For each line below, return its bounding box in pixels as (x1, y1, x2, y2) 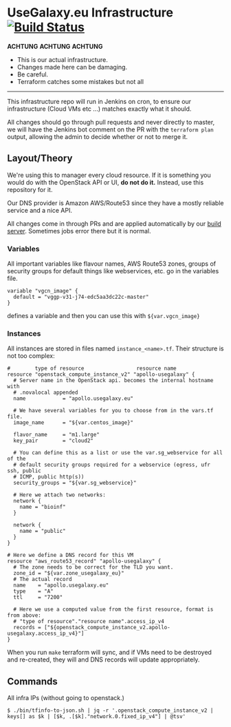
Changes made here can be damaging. (16, 63, 128, 71)
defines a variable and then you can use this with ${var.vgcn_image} (7, 312, 201, 320)
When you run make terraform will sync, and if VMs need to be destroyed (7, 649, 212, 657)
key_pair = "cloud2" (13, 437, 94, 445)
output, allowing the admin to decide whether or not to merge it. (7, 132, 188, 140)
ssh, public (7, 467, 41, 474)
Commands (7, 675, 58, 687)
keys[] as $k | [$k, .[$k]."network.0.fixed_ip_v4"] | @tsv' (7, 713, 186, 720)
